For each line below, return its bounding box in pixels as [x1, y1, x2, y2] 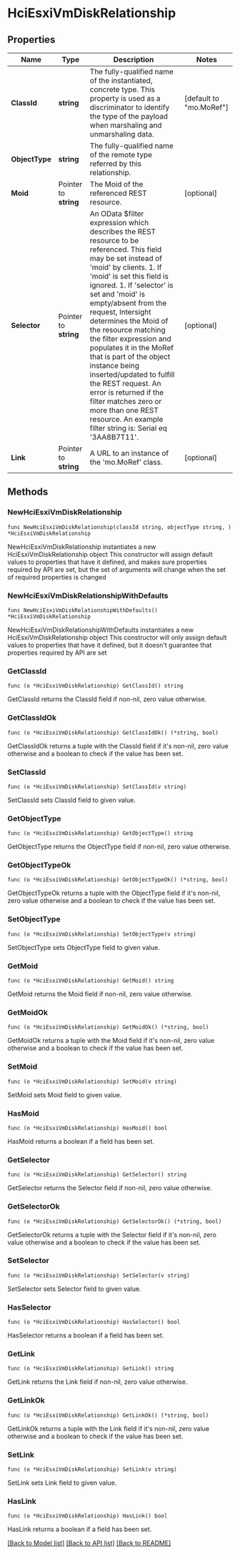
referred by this [89, 159, 141, 169]
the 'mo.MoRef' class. [89, 457, 163, 467]
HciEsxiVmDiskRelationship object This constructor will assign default [7, 550, 213, 558]
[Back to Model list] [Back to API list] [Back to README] [7, 1539, 171, 1548]
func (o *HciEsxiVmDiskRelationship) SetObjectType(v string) [7, 931, 196, 938]
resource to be [89, 236, 139, 245]
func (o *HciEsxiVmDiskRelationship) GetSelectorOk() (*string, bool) [7, 1217, 222, 1225]
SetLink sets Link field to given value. [7, 1478, 117, 1488]
